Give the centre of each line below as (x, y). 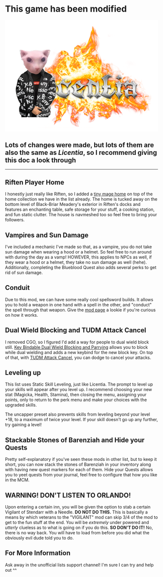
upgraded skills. (21, 405)
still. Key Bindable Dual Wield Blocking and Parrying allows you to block (76, 347)
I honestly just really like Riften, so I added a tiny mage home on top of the (79, 194)
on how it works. (22, 315)
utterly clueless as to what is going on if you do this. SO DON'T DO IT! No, (79, 527)
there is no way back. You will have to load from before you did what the (77, 533)
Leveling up (23, 373)
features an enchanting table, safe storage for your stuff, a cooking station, (80, 209)
